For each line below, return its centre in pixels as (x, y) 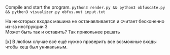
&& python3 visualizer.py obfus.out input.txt (55, 12)
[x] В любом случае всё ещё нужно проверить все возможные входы (81, 41)
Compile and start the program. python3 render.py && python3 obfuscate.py (85, 7)
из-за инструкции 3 (26, 26)
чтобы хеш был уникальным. (36, 47)
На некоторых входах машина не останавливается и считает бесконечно (85, 21)
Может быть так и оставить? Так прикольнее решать (63, 32)
